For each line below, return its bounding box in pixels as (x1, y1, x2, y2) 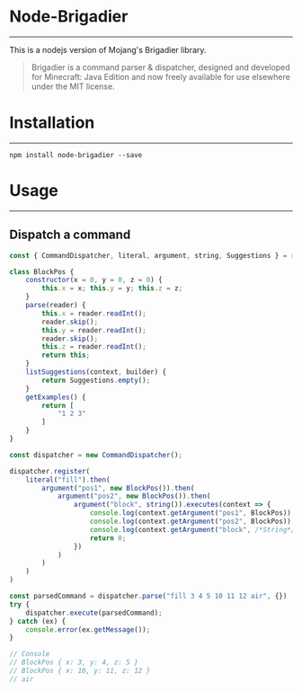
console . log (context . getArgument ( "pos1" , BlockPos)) (89, 509, 292, 518)
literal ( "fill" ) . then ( (25, 475, 111, 484)
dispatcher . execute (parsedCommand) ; (25, 608, 164, 617)
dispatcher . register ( (9, 466, 91, 475)
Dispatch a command (9, 227, 131, 243)
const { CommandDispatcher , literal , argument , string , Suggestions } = (9, 251, 288, 260)
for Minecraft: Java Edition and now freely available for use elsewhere (31, 71, 290, 82)
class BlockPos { (9, 267, 75, 276)
